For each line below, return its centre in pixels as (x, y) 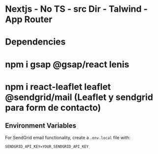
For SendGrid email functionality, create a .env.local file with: (68, 137)
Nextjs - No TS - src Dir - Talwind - (77, 9)
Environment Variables (41, 126)
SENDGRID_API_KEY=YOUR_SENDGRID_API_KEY (47, 146)
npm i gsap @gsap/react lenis (67, 64)
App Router (29, 19)
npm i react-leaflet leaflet (58, 87)
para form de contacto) (53, 108)
